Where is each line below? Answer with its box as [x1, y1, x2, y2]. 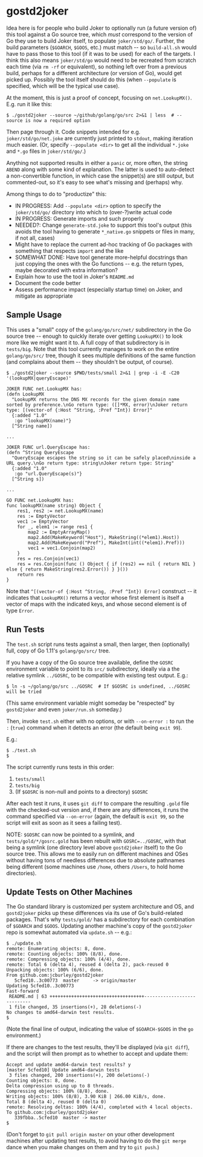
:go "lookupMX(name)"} [14, 417, 71, 424]
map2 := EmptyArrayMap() [28, 529, 91, 535]
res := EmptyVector [17, 513, 66, 519]
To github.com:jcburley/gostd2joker [6, 1110, 98, 1116]
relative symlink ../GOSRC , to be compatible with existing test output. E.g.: [6, 671, 188, 679]
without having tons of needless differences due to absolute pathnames [6, 856, 185, 864]
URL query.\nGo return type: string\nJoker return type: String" [6, 460, 174, 466]
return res [17, 571, 45, 577]
